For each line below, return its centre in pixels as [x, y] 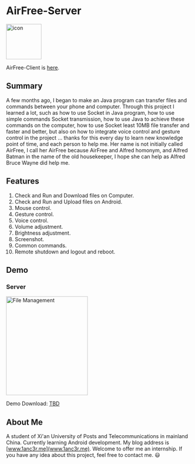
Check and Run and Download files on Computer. [74, 195]
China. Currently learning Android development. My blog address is [88, 443]
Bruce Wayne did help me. [38, 162]
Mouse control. [33, 208]
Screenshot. [29, 239]
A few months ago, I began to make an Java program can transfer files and [97, 100]
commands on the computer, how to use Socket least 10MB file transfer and [98, 125]
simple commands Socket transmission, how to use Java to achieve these [95, 119]
